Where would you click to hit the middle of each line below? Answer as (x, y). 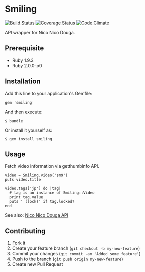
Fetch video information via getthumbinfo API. (52, 166)
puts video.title (23, 180)
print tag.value (26, 197)
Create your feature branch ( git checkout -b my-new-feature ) (76, 248)
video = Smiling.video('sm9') (37, 175)
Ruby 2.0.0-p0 (27, 65)
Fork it (19, 243)
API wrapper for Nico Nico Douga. (40, 32)
